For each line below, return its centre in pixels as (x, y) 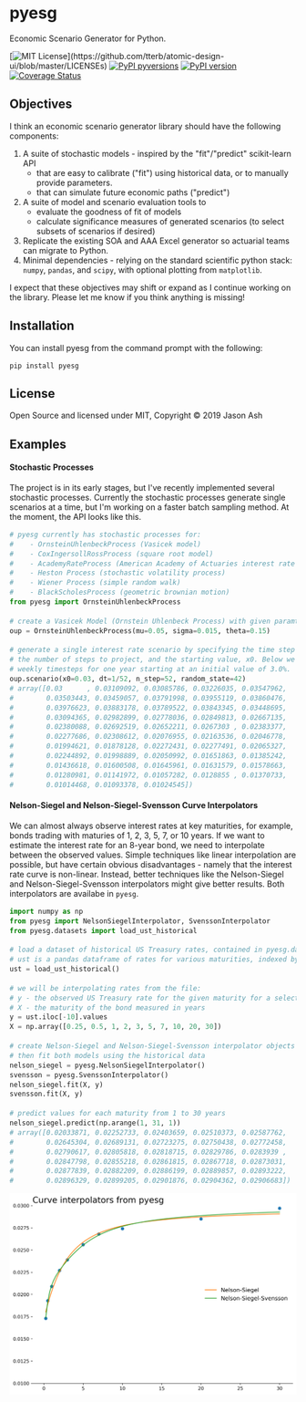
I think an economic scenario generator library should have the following (145, 126)
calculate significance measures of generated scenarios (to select (160, 221)
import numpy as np (46, 911)
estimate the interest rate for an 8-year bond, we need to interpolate (138, 845)
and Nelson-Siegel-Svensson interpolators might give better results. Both (147, 884)
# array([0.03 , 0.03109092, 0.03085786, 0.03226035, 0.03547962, (148, 688)
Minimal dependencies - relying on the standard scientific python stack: (158, 260)
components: (34, 136)
